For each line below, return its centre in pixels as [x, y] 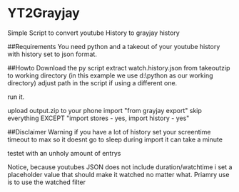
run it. [16, 97]
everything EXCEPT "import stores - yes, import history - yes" [98, 118]
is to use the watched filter [46, 182]
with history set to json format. [52, 54]
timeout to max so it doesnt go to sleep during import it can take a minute [115, 139]
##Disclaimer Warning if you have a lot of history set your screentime [109, 132]
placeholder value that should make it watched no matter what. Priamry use [118, 174]
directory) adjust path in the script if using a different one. [92, 82]
